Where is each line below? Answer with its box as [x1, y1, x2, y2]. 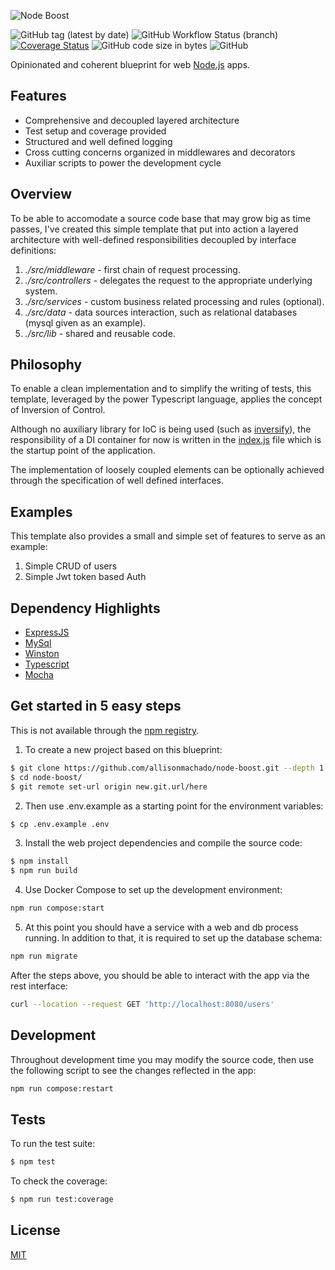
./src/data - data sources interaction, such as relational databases [24, 306, 298, 318]
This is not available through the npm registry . [10, 724, 200, 736]
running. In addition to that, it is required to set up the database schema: [24, 932, 323, 944]
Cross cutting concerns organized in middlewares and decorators [24, 146, 296, 158]
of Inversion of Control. [10, 404, 106, 416]
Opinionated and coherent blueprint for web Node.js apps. [10, 59, 251, 70]
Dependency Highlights [10, 600, 161, 617]
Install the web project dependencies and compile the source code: [24, 837, 303, 849]
